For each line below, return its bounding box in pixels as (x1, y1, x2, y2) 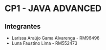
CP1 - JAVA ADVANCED (4, 3, 102, 14)
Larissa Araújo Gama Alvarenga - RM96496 (11, 35, 100, 41)
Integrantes (4, 22, 41, 31)
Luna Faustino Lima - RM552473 (11, 40, 78, 46)
